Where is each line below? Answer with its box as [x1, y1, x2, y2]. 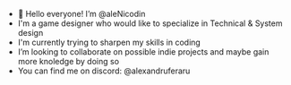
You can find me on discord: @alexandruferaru [17, 65, 191, 76]
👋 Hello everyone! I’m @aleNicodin [17, 9, 146, 19]
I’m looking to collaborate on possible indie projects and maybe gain [17, 47, 270, 57]
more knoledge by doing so [17, 56, 119, 66]
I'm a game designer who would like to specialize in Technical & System [17, 18, 283, 29]
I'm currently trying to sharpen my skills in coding [17, 37, 201, 47]
